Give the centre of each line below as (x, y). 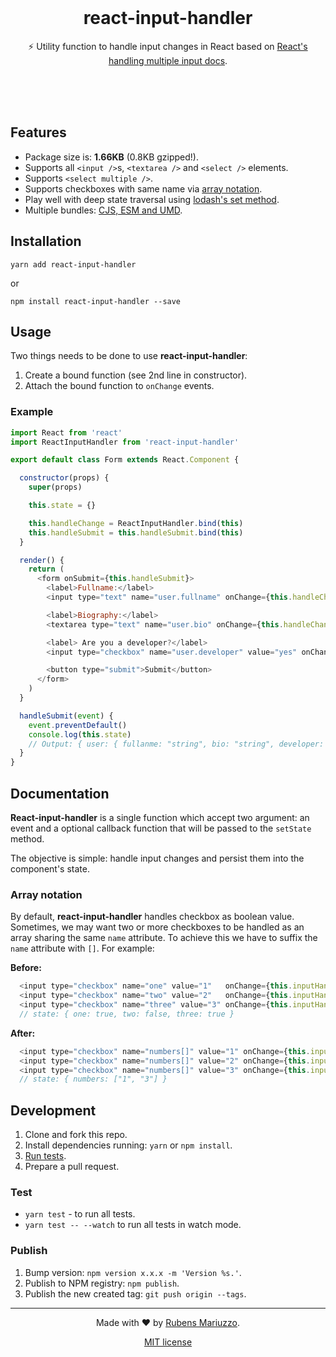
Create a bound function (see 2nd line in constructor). (136, 375)
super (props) (55, 487)
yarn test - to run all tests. (80, 1214)
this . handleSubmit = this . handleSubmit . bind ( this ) (136, 532)
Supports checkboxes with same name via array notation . (143, 188)
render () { (42, 560)
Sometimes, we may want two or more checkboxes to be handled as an (157, 927)
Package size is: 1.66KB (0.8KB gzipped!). (111, 157)
